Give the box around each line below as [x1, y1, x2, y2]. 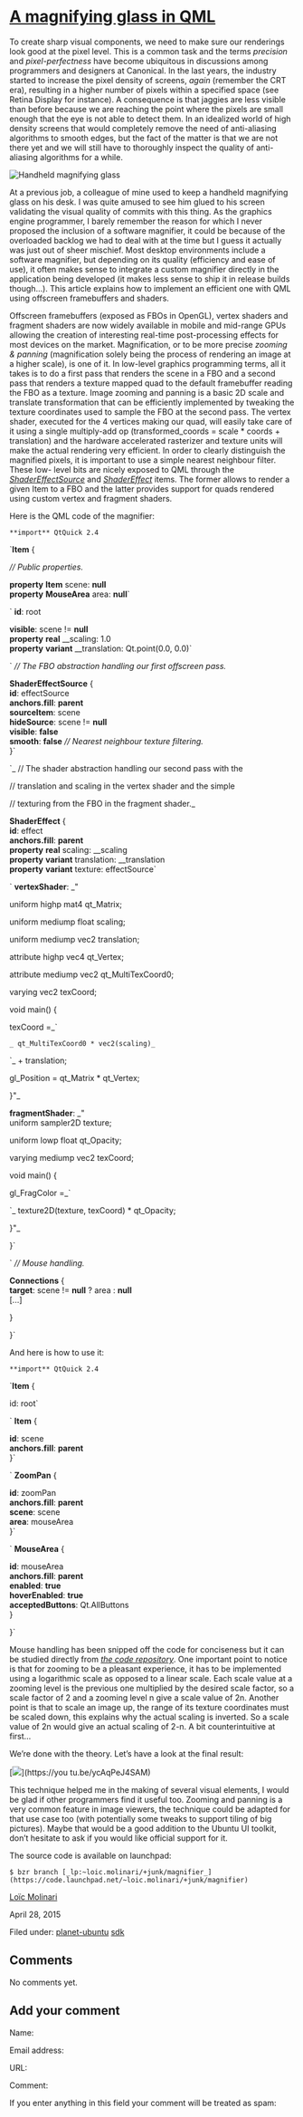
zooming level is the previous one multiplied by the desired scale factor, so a [9, 1682, 295, 1693]
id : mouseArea [9, 1560, 64, 1572]
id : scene [9, 1432, 44, 1443]
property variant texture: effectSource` [9, 863, 156, 875]
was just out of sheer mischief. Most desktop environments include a [9, 244, 266, 255]
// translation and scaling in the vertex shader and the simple [9, 781, 235, 791]
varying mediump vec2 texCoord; [9, 1152, 134, 1163]
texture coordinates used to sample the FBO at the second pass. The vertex [9, 406, 291, 417]
